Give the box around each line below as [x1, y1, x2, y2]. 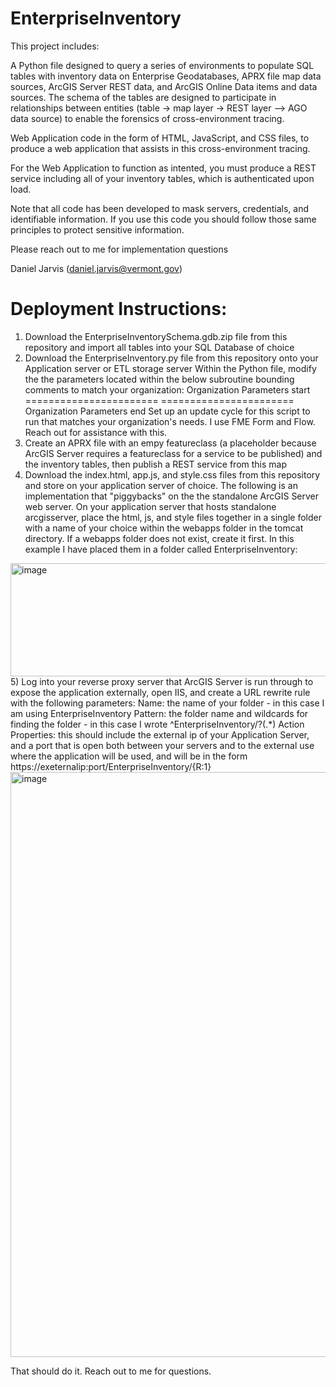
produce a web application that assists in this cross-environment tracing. [10, 142, 311, 154]
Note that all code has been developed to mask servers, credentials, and [10, 202, 310, 214]
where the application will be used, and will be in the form [10, 750, 248, 762]
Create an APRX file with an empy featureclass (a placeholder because [24, 437, 317, 449]
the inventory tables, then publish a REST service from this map [24, 458, 288, 470]
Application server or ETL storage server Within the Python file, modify [24, 362, 317, 374]
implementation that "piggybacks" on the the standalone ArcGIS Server [24, 490, 320, 502]
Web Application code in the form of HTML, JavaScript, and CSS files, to [10, 132, 310, 144]
